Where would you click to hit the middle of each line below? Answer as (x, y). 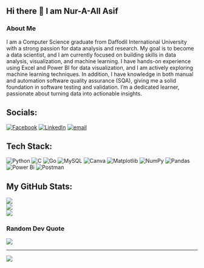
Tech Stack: (29, 146)
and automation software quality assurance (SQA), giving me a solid (91, 80)
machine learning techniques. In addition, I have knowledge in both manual (100, 74)
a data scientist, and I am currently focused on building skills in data (91, 55)
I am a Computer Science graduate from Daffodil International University (97, 42)
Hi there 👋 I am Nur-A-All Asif (62, 11)
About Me (21, 29)
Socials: (22, 113)
